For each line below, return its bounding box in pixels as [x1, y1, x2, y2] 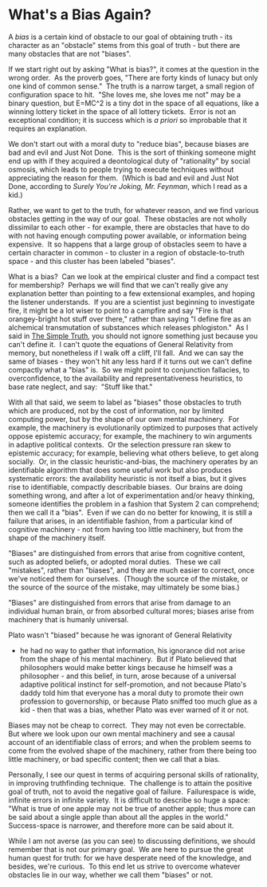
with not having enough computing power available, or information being [8, 231, 247, 240]
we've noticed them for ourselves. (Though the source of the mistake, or [8, 574, 249, 583]
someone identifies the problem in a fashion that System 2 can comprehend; [8, 499, 260, 508]
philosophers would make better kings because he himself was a [19, 662, 234, 672]
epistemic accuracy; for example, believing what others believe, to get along [8, 448, 259, 458]
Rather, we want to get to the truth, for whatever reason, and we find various [8, 205, 259, 215]
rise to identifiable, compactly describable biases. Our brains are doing [8, 482, 243, 491]
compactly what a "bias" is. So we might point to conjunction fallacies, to [8, 365, 249, 374]
